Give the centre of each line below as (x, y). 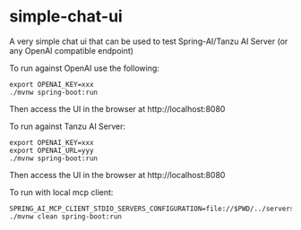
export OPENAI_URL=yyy (52, 150)
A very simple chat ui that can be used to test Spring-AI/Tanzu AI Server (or (149, 41)
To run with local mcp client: (61, 192)
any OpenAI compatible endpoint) (72, 50)
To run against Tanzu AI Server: (68, 126)
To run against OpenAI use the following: (84, 68)
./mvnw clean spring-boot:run (66, 217)
